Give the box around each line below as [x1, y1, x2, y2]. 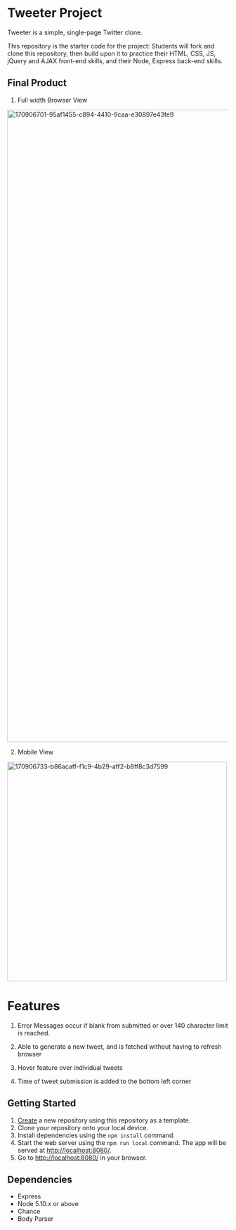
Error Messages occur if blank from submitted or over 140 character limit [17, 1021, 228, 1030]
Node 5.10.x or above [17, 1200, 79, 1208]
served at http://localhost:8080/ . [17, 1146, 112, 1154]
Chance [17, 1207, 41, 1216]
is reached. [17, 1028, 51, 1037]
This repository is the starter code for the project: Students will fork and [7, 41, 215, 50]
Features [7, 997, 60, 1014]
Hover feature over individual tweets [17, 1063, 123, 1072]
